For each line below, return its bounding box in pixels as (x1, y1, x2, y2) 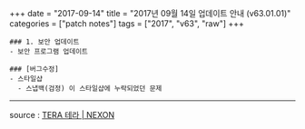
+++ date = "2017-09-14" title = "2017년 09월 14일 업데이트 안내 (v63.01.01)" (9, 8, 291, 18)
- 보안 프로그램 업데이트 (9, 47, 89, 56)
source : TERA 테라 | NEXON (9, 110, 115, 120)
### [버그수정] (9, 64, 59, 74)
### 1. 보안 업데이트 (9, 37, 80, 46)
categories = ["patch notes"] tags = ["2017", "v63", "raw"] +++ (9, 18, 245, 29)
